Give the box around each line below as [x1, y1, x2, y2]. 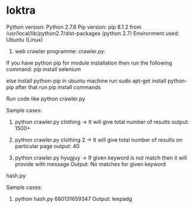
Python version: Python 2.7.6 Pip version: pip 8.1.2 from [6, 23, 142, 30]
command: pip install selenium [6, 65, 81, 72]
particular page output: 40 [14, 142, 80, 149]
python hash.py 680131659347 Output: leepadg [14, 195, 132, 202]
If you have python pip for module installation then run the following [6, 59, 172, 66]
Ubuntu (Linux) [6, 36, 44, 43]
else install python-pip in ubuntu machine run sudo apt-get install [6, 77, 167, 84]
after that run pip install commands [15, 83, 101, 90]
